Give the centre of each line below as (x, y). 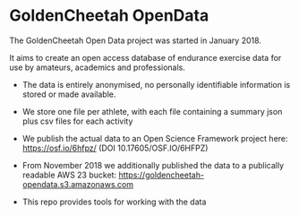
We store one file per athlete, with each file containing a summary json (152, 111)
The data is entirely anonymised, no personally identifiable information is (156, 84)
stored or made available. (69, 94)
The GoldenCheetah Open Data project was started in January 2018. (136, 40)
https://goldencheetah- (161, 175)
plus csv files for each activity (77, 121)
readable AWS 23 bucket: (69, 175)
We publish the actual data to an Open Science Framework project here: (155, 138)
